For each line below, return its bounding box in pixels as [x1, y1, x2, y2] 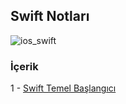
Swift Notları [10, 8, 90, 25]
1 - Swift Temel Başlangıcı [10, 82, 117, 94]
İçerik [10, 59, 39, 73]
